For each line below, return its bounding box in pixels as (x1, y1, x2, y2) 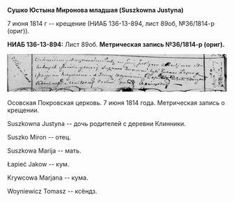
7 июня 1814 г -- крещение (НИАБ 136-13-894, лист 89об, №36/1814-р (7, 20, 214, 27)
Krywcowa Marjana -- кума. (7, 173, 88, 182)
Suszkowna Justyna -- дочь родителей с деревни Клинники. (7, 119, 186, 127)
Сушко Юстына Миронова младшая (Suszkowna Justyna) (7, 6, 184, 14)
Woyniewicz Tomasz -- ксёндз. (7, 187, 97, 195)
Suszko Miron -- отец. (7, 132, 72, 141)
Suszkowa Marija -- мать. (7, 146, 81, 155)
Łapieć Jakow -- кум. (7, 160, 70, 168)
